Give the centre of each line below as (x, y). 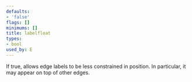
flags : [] (18, 22)
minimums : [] (22, 28)
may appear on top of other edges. (48, 72)
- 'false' (18, 17)
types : (14, 39)
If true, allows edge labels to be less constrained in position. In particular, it (96, 66)
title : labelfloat (28, 33)
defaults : (18, 11)
